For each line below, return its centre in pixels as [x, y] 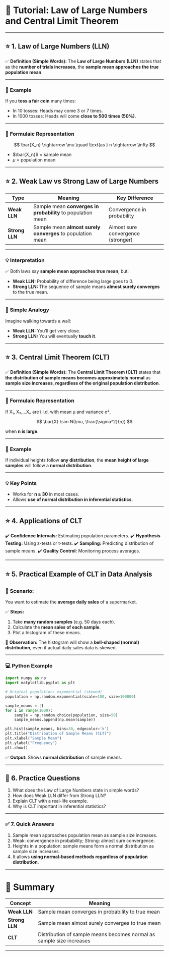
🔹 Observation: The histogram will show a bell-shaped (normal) [72, 642]
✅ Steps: [15, 611]
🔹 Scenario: [20, 591]
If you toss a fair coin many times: [41, 101]
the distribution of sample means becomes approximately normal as [78, 377]
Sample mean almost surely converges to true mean [99, 923]
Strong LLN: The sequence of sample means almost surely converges [86, 287]
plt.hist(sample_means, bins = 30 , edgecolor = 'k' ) [57, 729]
